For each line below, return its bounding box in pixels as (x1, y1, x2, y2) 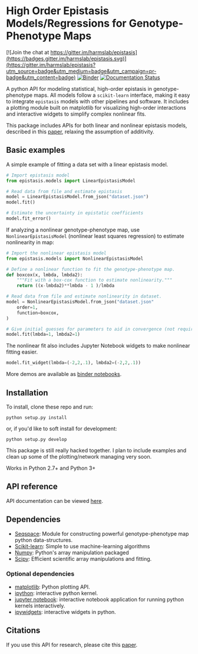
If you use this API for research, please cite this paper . (6, 641, 138, 648)
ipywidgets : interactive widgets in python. (14, 608, 116, 615)
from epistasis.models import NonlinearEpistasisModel (6, 256, 144, 261)
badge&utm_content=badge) (6, 74, 76, 81)
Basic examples (6, 145, 65, 155)
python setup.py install (6, 414, 67, 420)
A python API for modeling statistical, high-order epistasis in (6, 85, 152, 92)
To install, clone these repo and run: (6, 403, 93, 410)
